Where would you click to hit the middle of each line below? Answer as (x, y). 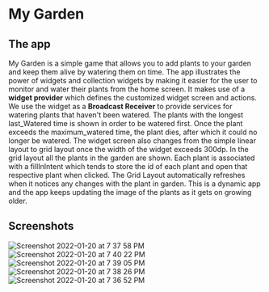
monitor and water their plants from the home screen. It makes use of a (127, 89)
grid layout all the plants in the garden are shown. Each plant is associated (132, 158)
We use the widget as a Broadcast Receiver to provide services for (120, 106)
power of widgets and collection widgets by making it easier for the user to (133, 80)
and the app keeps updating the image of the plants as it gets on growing (130, 192)
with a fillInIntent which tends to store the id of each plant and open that (128, 166)
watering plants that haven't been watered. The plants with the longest (126, 115)
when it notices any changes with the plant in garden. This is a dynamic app (134, 184)
